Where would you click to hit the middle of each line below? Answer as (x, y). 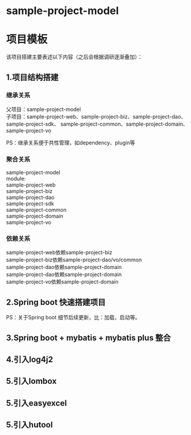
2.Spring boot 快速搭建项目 (56, 302)
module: (16, 179)
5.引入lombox (31, 381)
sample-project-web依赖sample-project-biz (59, 252)
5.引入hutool (29, 425)
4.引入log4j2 (30, 360)
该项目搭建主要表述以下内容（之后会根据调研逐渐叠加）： (74, 57)
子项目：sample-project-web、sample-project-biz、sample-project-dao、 (96, 116)
